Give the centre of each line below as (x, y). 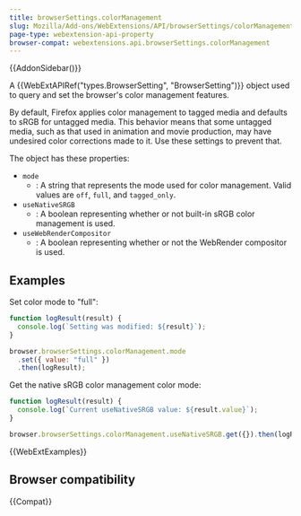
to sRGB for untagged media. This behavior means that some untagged (141, 122)
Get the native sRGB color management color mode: (105, 385)
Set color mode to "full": (54, 302)
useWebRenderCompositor (67, 234)
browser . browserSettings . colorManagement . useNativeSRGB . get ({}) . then (142, 434)
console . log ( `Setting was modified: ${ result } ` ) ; (112, 327)
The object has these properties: (69, 159)
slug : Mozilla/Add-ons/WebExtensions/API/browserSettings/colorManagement (152, 26)
